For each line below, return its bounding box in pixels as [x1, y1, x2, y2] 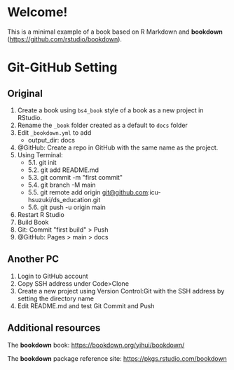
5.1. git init [27, 158, 57, 166]
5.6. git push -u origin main [27, 203, 106, 211]
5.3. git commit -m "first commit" [27, 173, 123, 181]
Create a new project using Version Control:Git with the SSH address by [17, 286, 225, 295]
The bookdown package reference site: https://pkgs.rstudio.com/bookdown [7, 354, 228, 362]
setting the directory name [17, 294, 95, 303]
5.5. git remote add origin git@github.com [27, 187, 149, 197]
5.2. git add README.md [27, 166, 99, 174]
